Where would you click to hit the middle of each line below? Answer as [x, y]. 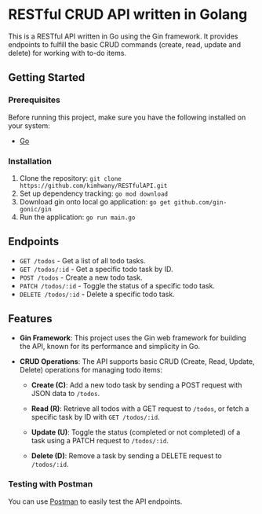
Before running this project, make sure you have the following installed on [127, 117]
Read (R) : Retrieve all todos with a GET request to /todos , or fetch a [140, 408]
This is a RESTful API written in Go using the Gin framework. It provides [123, 36]
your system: [29, 125]
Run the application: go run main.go [77, 217]
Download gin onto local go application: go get [95, 201]
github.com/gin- [200, 202]
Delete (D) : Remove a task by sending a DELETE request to [126, 455]
